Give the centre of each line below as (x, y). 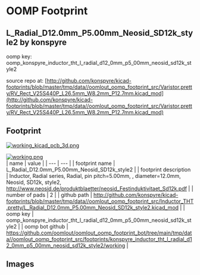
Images (20, 264)
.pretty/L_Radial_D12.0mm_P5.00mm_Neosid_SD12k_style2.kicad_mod (93, 207)
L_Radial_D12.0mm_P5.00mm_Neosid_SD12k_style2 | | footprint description (99, 169)
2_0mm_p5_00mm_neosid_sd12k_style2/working (66, 245)
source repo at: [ (26, 81)
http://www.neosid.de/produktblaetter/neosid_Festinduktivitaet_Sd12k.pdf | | (100, 188)
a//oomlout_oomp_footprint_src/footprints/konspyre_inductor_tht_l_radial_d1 (99, 239)
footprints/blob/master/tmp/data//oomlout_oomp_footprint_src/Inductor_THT (100, 201)
